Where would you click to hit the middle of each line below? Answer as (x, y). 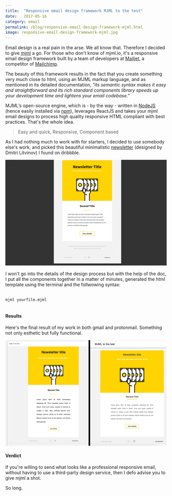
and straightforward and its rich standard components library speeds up (82, 90)
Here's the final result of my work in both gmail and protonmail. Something (84, 327)
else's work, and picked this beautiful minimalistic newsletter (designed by (84, 147)
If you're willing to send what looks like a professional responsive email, (81, 467)
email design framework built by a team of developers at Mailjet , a (75, 58)
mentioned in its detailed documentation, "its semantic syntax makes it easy (86, 85)
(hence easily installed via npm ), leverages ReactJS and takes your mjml (81, 111)
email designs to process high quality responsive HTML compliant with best (85, 117)
